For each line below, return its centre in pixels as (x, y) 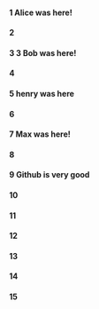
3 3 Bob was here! (43, 52)
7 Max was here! (40, 134)
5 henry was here (42, 93)
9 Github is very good (49, 175)
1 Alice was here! (41, 12)
